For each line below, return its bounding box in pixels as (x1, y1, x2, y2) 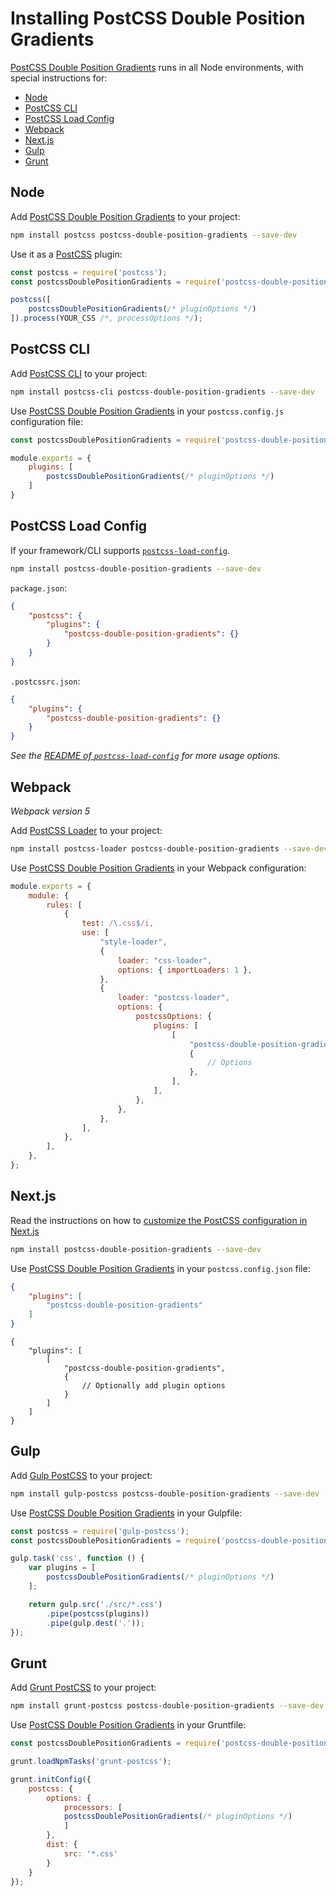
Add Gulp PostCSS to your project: (10, 1469, 153, 1481)
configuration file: (10, 415, 83, 427)
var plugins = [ (28, 1563, 97, 1573)
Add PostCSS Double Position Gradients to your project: (10, 210, 241, 222)
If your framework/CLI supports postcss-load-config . (10, 544, 231, 556)
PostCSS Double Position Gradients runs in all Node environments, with (10, 61, 304, 73)
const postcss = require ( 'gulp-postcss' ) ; (10, 1526, 190, 1536)
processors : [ (63, 1802, 123, 1812)
